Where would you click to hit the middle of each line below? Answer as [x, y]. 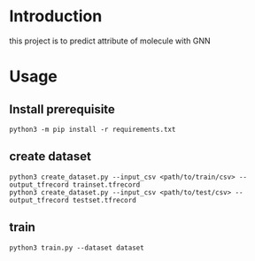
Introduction [56, 16]
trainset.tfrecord [106, 184]
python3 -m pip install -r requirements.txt [93, 129]
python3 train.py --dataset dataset [77, 248]
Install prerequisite [62, 109]
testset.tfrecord [104, 200]
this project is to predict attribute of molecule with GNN [110, 41]
